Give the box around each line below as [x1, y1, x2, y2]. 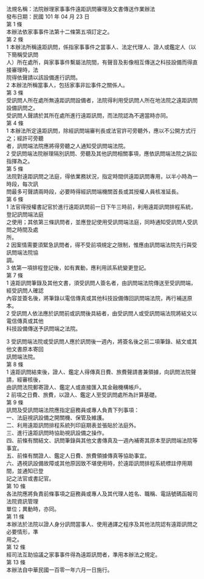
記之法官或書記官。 [6, 475, 55, 482]
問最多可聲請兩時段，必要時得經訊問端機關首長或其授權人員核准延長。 [6, 188, 182, 195]
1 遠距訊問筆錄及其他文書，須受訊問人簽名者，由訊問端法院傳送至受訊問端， [6, 279, 196, 286]
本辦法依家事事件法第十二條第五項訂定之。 [6, 28, 113, 35]
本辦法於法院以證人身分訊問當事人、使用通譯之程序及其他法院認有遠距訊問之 [6, 521, 198, 528]
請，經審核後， [6, 376, 44, 383]
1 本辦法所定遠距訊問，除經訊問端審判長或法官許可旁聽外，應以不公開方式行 [6, 127, 196, 134]
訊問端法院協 [6, 249, 38, 256]
